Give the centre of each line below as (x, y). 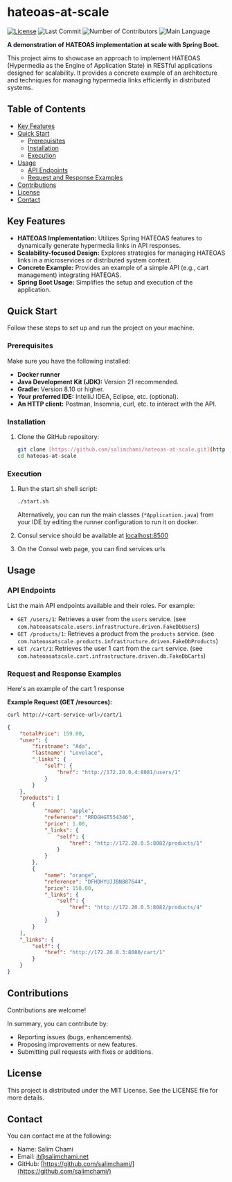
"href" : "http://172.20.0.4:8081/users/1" (119, 772)
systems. (20, 87)
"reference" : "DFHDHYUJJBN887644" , (96, 881)
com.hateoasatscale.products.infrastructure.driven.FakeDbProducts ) (118, 641)
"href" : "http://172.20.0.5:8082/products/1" (136, 843)
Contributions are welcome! (47, 1010)
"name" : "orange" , (71, 875)
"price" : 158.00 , (69, 888)
